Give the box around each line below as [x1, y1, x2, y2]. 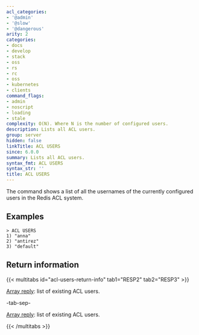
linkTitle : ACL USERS [6, 143, 61, 149]
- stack [6, 54, 26, 60]
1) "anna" [6, 233, 31, 239]
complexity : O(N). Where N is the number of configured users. [6, 121, 169, 127]
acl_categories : [6, 8, 47, 15]
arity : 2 [6, 31, 28, 37]
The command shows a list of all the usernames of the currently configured [6, 188, 194, 195]
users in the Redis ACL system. [6, 194, 84, 201]
